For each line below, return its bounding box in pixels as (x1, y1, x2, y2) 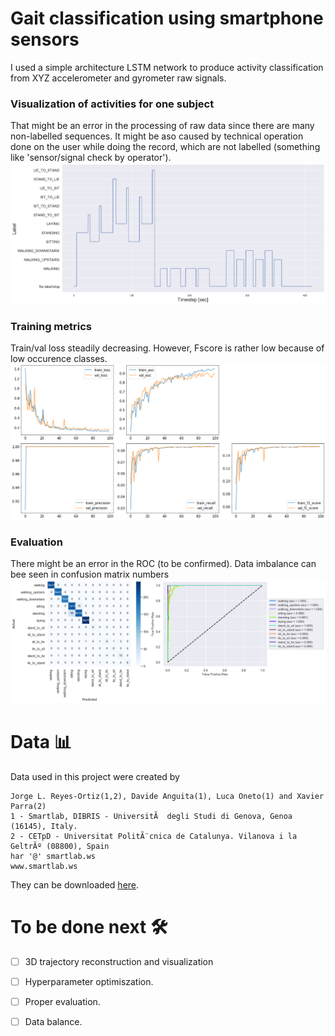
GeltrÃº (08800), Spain (10, 841, 110, 851)
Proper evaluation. (24, 995, 101, 1007)
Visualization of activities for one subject (10, 97, 215, 111)
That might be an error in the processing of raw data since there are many (10, 120, 315, 132)
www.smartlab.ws (10, 861, 78, 871)
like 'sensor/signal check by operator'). (10, 152, 172, 164)
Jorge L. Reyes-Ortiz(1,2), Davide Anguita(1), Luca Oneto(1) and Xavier (10, 791, 325, 801)
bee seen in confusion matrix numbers (10, 568, 170, 581)
